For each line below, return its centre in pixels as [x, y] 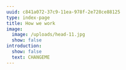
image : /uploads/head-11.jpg [48, 35]
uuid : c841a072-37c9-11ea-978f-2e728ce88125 [63, 12]
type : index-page [28, 18]
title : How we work [31, 23]
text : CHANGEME [31, 57]
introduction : [24, 46]
